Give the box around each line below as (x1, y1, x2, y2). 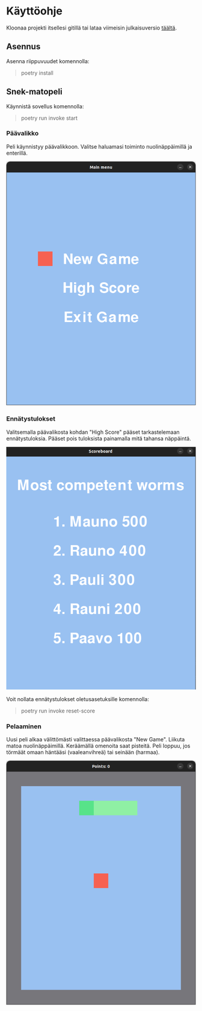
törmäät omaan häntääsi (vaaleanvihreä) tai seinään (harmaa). (6, 749, 160, 756)
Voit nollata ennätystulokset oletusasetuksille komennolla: (6, 695, 149, 702)
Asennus (6, 42, 41, 52)
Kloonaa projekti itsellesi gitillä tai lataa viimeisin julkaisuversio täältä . (6, 24, 177, 31)
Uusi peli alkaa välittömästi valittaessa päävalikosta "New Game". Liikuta (6, 736, 185, 743)
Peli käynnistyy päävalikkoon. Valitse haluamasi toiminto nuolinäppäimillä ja (6, 143, 192, 150)
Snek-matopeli (6, 87, 63, 97)
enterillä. (6, 149, 28, 156)
